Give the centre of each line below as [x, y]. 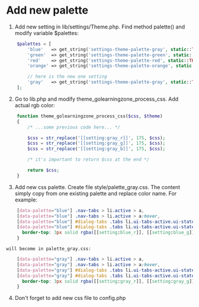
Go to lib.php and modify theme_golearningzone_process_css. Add [97, 99]
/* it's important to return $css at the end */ [89, 160]
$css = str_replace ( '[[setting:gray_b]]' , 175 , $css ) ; [97, 149]
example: [26, 200]
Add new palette [47, 10]
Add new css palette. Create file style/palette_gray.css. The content [97, 187]
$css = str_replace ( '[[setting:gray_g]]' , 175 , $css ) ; [97, 143]
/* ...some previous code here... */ [74, 127]
